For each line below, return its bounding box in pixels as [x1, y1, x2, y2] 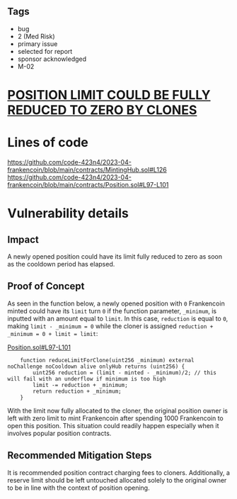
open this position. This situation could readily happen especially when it [7, 421, 219, 430]
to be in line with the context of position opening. [7, 483, 150, 492]
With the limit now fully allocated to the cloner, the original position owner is [7, 406, 229, 415]
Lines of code [7, 135, 88, 151]
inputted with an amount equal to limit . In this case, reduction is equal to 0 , [7, 314, 229, 323]
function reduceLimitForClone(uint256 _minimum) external [20, 357, 195, 364]
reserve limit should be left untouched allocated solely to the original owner [7, 476, 227, 484]
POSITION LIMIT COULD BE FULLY [7, 87, 211, 103]
